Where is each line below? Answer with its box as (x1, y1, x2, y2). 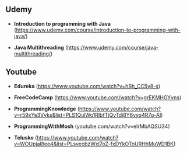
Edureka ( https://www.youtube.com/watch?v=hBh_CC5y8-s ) (13, 82, 161, 89)
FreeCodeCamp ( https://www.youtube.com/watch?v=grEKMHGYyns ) (13, 93, 182, 101)
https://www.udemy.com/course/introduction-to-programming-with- (16, 26, 181, 33)
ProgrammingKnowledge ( (13, 105, 80, 112)
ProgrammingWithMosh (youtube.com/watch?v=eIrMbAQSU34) (13, 123, 170, 130)
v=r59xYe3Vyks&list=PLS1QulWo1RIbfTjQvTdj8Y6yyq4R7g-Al (13, 111, 161, 119)
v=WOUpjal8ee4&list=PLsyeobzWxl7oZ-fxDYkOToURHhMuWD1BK (13, 140, 174, 147)
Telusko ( (13, 134, 37, 141)
